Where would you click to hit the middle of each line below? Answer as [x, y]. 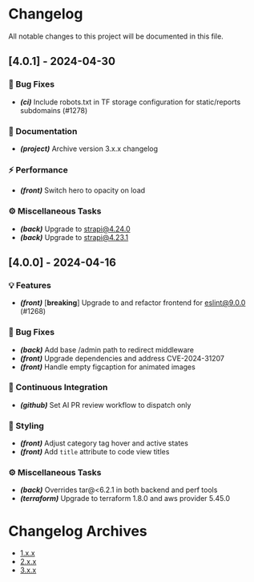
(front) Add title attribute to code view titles [95, 452]
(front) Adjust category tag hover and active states [104, 443]
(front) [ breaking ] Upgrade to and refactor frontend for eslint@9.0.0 [133, 303]
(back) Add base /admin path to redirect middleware [107, 349]
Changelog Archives [78, 531]
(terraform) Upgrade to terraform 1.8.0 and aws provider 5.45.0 [125, 499]
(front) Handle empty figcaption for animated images [108, 367]
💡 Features [30, 285]
